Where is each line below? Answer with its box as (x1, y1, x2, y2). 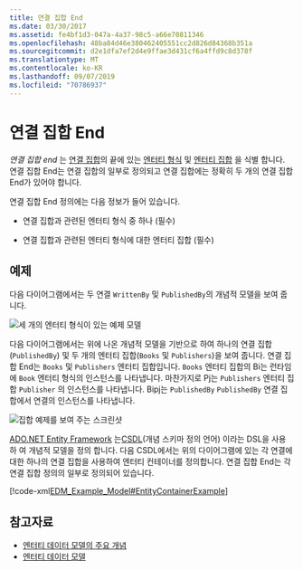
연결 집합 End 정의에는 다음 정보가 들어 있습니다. (9, 195, 181, 206)
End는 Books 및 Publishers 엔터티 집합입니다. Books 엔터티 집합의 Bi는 (18, 361, 269, 372)
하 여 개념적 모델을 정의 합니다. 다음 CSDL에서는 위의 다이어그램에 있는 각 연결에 (9, 445, 293, 456)
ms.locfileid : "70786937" (9, 81, 107, 90)
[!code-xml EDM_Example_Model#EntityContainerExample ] (9, 486, 229, 497)
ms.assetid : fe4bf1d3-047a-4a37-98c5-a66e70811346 (9, 30, 204, 39)
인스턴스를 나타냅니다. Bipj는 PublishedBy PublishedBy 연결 (67, 384, 279, 394)
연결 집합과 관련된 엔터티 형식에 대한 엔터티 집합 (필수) (22, 234, 214, 245)
